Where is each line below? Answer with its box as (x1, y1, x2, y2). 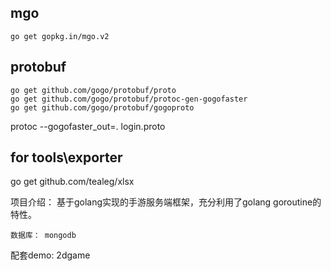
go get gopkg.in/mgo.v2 (10, 31, 110, 41)
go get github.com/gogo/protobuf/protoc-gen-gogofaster (10, 94, 248, 104)
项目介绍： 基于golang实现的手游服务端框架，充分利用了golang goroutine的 (10, 196, 322, 208)
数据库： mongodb (10, 231, 77, 241)
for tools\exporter (10, 149, 123, 166)
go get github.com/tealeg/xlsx (10, 176, 135, 188)
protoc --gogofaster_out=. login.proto (10, 120, 166, 132)
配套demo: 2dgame (10, 249, 91, 261)
